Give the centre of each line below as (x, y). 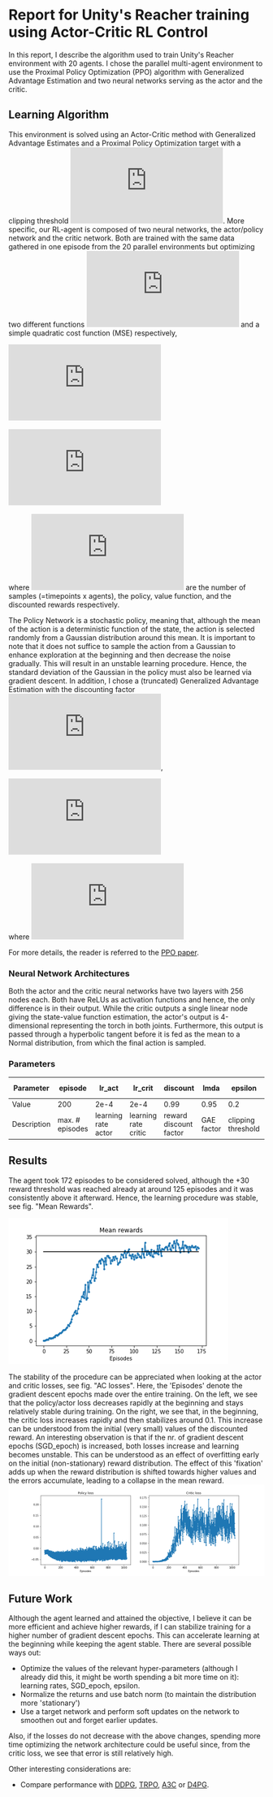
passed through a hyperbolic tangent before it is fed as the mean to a (124, 1034)
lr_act (109, 1088)
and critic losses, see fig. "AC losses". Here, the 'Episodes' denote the (126, 1385)
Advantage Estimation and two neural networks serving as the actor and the (136, 80)
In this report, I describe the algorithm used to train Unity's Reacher (121, 54)
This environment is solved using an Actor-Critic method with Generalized (132, 134)
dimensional (29, 1026)
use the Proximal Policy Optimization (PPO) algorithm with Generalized (126, 71)
